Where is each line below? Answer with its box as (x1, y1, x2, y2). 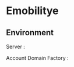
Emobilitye (6, 4, 59, 18)
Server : (6, 43, 25, 50)
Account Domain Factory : (6, 55, 69, 61)
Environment (6, 28, 54, 38)
